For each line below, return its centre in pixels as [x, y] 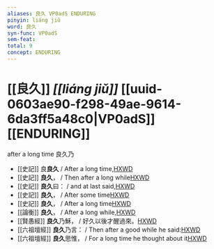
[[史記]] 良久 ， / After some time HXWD [73, 195]
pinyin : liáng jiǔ [34, 20]
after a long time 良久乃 [41, 154]
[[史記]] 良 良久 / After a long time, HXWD [75, 168]
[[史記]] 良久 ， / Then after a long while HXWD [83, 177]
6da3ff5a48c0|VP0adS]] [81, 119]
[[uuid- [142, 89]
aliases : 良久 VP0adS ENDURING [52, 14]
